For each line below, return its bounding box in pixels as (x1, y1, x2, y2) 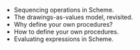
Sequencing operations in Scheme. (13, 6, 114, 14)
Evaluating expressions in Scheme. (13, 35, 114, 43)
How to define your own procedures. (13, 27, 119, 36)
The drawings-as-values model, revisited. (13, 13, 133, 21)
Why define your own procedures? (13, 21, 113, 28)
